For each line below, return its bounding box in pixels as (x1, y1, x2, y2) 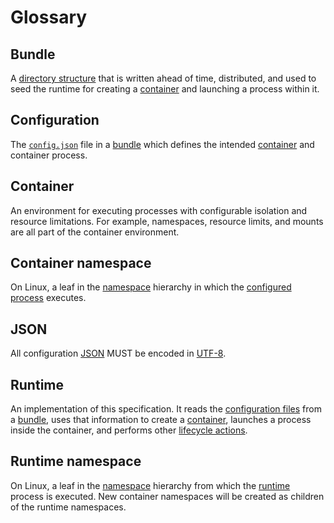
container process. (10, 149, 88, 161)
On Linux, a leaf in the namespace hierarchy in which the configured (10, 281, 292, 293)
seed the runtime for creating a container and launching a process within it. (10, 83, 320, 95)
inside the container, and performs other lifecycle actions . (10, 424, 248, 436)
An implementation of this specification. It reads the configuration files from (10, 403, 322, 415)
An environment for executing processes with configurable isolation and (10, 204, 308, 216)
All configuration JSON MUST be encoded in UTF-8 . (10, 347, 227, 360)
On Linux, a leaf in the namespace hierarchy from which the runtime (10, 479, 291, 491)
